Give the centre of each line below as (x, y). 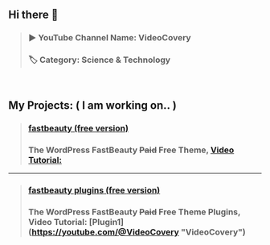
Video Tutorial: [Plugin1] (76, 222)
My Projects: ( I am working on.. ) (92, 105)
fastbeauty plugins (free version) (94, 190)
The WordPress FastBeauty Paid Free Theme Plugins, (134, 212)
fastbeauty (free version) (78, 128)
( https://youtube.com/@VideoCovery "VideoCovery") (137, 232)
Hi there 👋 (33, 15)
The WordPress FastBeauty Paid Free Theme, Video (131, 150)
